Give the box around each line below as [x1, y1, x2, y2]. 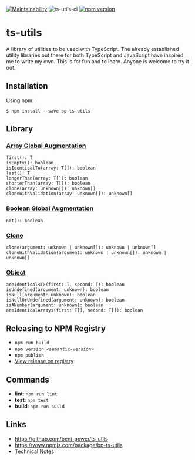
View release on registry [14, 358, 74, 365]
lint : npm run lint [14, 390, 58, 397]
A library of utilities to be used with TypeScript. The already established [6, 45, 179, 52]
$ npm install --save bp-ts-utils [6, 108, 91, 114]
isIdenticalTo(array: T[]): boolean [6, 165, 96, 171]
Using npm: [6, 97, 34, 104]
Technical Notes [14, 448, 55, 455]
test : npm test [14, 396, 49, 403]
